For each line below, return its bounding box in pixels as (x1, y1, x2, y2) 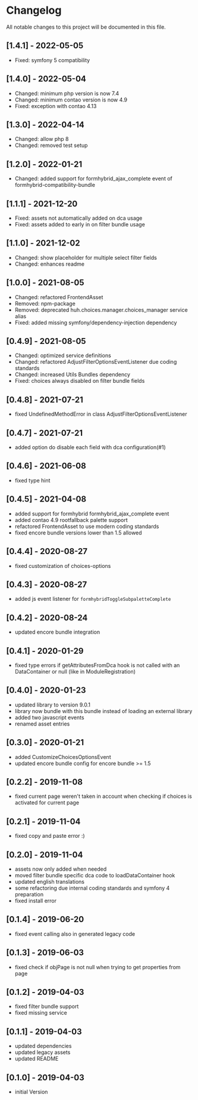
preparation (14, 891, 43, 898)
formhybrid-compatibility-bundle (14, 182, 95, 189)
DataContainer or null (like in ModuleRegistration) (14, 668, 136, 675)
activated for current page (14, 799, 79, 806)
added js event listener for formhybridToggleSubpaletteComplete (14, 595, 171, 603)
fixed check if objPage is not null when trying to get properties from (14, 963, 181, 970)
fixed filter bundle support (14, 1003, 79, 1010)
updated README (14, 1055, 59, 1062)
